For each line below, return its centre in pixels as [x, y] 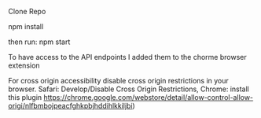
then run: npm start [39, 42]
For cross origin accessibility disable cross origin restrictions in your [119, 81]
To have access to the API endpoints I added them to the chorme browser [127, 57]
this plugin [25, 97]
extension [24, 65]
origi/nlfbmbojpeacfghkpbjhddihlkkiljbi [70, 106]
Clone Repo [27, 11]
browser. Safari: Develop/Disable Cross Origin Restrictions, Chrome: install [129, 89]
